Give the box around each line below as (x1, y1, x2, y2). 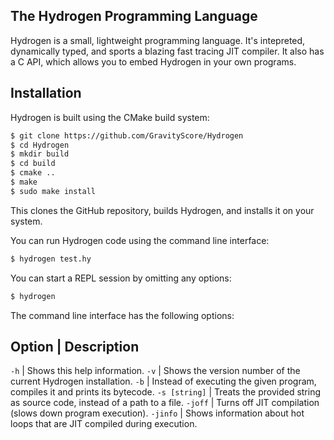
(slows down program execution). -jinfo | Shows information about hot (10, 407, 305, 419)
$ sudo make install (10, 186, 97, 196)
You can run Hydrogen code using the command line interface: (10, 234, 270, 246)
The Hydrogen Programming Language (10, 8, 258, 25)
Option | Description (10, 338, 140, 355)
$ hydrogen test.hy (10, 254, 92, 264)
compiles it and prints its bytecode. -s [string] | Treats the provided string (10, 386, 322, 398)
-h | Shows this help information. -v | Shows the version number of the (10, 365, 301, 377)
